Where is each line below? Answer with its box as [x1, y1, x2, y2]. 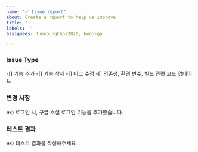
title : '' [6, 20, 31, 26]
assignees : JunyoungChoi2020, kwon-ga [6, 31, 103, 37]
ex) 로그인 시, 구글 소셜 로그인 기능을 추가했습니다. [6, 108, 123, 116]
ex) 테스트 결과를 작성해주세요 [6, 139, 76, 147]
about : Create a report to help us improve [6, 14, 116, 20]
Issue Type [6, 56, 39, 64]
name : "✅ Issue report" [6, 8, 67, 15]
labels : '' [6, 25, 33, 32]
